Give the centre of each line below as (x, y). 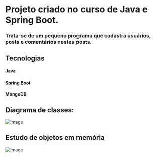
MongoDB (16, 94)
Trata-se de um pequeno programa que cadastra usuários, (78, 36)
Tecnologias (25, 58)
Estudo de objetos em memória (55, 138)
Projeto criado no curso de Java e (76, 9)
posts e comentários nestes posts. (49, 42)
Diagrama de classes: (40, 110)
